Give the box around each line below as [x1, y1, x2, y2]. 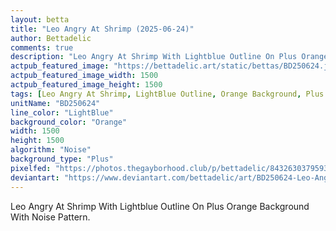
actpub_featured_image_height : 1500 [10, 80, 163, 90]
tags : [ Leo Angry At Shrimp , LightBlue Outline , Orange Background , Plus [10, 89, 325, 99]
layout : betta [10, 14, 70, 25]
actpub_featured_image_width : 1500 [10, 71, 159, 81]
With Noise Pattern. [10, 211, 91, 223]
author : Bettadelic [10, 33, 92, 43]
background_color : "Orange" [10, 117, 128, 127]
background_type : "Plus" [10, 154, 114, 164]
